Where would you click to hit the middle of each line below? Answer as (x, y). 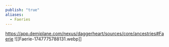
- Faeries (20, 19)
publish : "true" (22, 10)
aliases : (14, 15)
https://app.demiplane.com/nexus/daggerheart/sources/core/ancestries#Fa (84, 34)
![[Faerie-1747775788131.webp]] (48, 39)
